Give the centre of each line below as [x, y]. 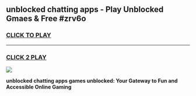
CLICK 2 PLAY [26, 57]
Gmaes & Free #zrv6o [46, 19]
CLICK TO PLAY [29, 35]
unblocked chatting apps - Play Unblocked [85, 10]
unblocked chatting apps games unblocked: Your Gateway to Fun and [92, 80]
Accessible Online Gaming [39, 87]
